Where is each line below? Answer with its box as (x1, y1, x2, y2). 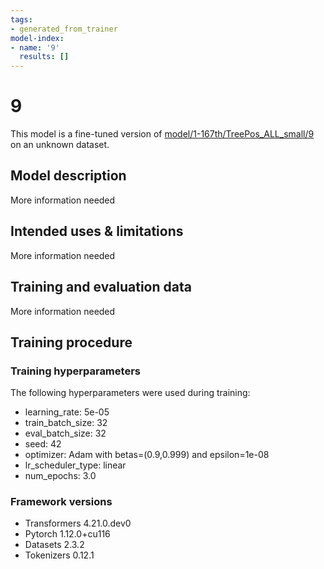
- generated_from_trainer (10, 24, 118, 34)
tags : (10, 14, 33, 25)
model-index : (10, 33, 65, 43)
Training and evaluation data (10, 279, 192, 296)
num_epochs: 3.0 (24, 470, 97, 482)
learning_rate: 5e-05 (24, 406, 110, 418)
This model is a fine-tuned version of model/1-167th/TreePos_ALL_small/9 (10, 128, 315, 140)
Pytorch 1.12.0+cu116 (24, 528, 111, 540)
